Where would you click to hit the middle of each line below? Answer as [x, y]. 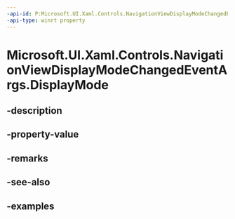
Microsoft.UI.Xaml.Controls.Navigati [115, 55]
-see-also [28, 182]
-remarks [27, 158]
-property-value [43, 134]
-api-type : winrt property [46, 20]
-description [34, 111]
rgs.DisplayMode [58, 85]
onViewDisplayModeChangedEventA [117, 70]
